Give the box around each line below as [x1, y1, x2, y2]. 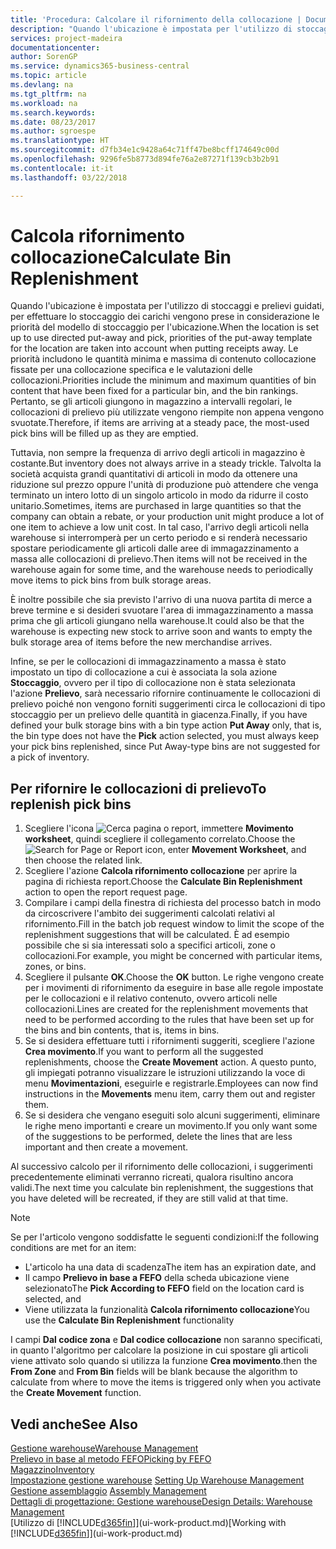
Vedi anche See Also [10, 1416, 138, 1433]
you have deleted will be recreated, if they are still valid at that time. [10, 1192, 289, 1205]
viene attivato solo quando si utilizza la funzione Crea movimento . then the [10, 1355, 318, 1367]
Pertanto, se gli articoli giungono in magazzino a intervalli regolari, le [10, 396, 293, 408]
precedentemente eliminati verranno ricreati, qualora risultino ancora [10, 1171, 294, 1183]
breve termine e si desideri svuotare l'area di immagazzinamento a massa [10, 604, 314, 616]
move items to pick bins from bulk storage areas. [10, 574, 212, 586]
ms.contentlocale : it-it [10, 163, 114, 173]
